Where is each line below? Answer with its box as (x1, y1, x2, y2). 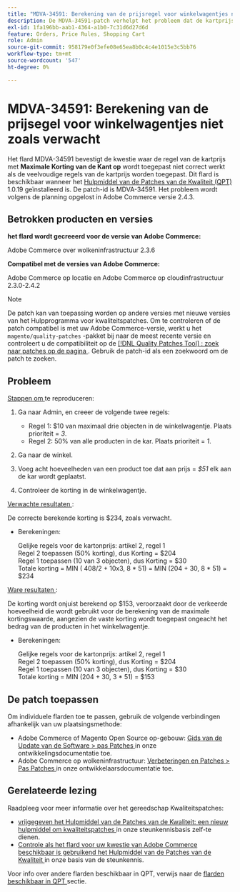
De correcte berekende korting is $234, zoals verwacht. (7, 513, 172, 522)
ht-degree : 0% (7, 64, 50, 71)
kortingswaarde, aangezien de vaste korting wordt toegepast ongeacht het (7, 615, 228, 623)
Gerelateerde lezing (7, 785, 97, 797)
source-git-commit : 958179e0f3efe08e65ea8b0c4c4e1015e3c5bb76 (7, 44, 196, 51)
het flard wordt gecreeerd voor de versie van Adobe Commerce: (7, 232, 201, 241)
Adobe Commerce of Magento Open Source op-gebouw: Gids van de (17, 733, 223, 742)
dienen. (17, 833, 41, 841)
